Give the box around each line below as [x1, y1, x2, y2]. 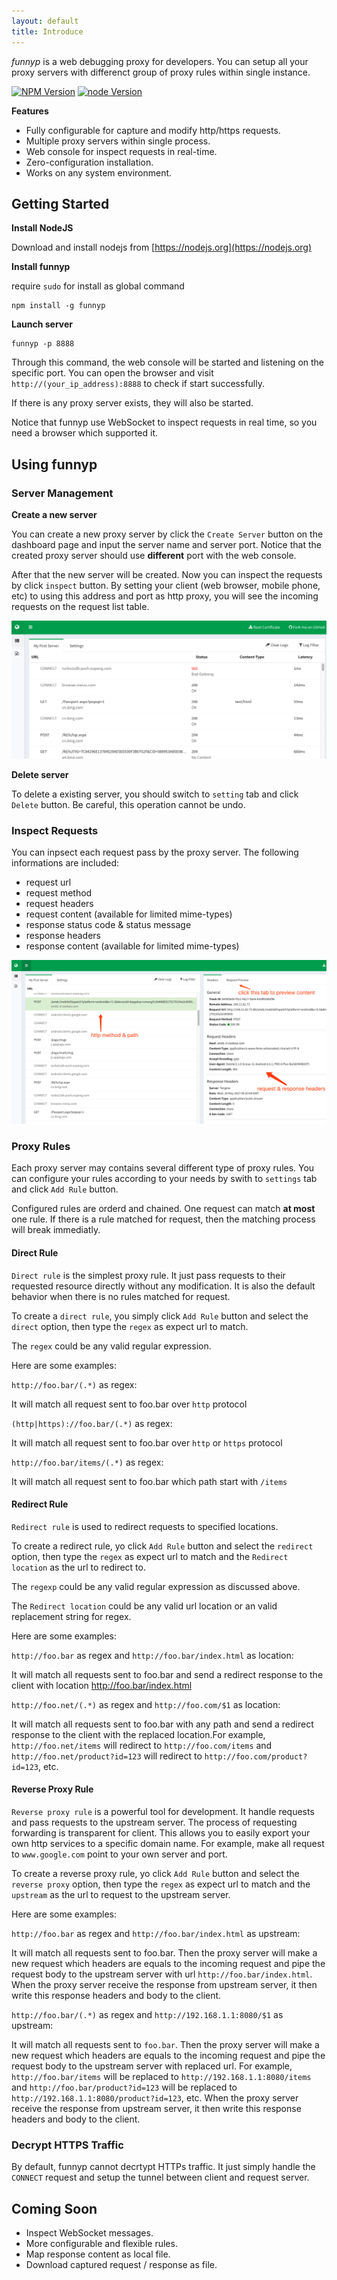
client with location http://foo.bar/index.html [11, 1679, 193, 1691]
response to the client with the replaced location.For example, [11, 1728, 266, 1740]
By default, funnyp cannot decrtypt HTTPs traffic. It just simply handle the [11, 2161, 316, 2173]
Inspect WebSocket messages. [25, 2227, 154, 2239]
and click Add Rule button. [11, 1183, 119, 1195]
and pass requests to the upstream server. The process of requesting [11, 1816, 298, 1829]
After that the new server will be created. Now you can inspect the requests [11, 569, 323, 580]
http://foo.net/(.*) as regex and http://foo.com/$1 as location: [11, 1698, 281, 1710]
